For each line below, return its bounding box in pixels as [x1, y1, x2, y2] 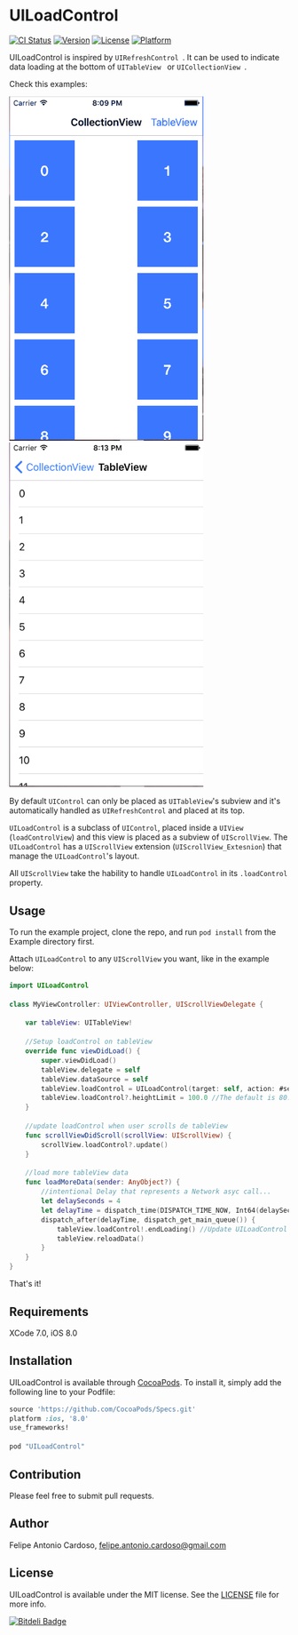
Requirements [9, 1304, 89, 1320]
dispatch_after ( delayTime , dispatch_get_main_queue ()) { [41, 1215, 255, 1224]
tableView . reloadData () [56, 1234, 145, 1243]
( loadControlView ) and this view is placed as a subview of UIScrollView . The [9, 832, 288, 842]
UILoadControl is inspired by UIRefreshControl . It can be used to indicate [9, 52, 280, 62]
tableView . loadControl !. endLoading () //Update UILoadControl [56, 1224, 288, 1233]
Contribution [9, 1467, 82, 1482]
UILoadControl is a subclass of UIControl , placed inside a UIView [9, 823, 244, 833]
